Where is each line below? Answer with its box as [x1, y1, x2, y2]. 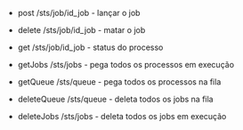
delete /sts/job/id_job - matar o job [17, 25, 146, 35]
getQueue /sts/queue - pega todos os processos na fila [17, 77, 222, 87]
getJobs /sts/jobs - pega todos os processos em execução [17, 60, 234, 69]
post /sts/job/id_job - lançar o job [17, 8, 141, 18]
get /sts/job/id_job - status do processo [17, 42, 164, 53]
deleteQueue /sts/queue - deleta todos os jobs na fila [17, 93, 214, 104]
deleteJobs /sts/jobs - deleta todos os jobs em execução [17, 111, 227, 121]
